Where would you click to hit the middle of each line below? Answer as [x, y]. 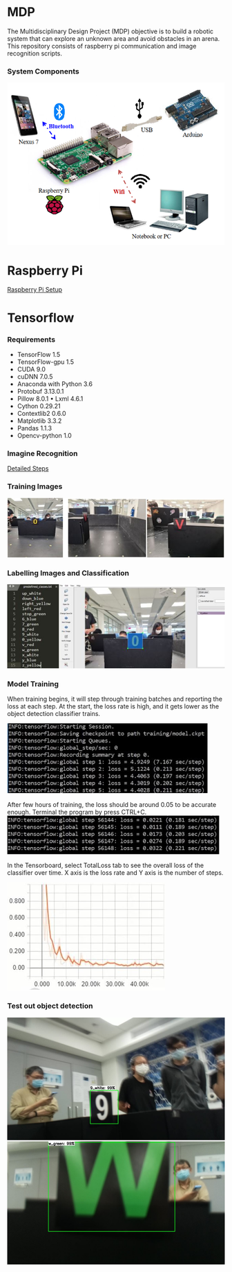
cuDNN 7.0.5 [35, 376]
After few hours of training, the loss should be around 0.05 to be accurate [112, 805]
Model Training [33, 683]
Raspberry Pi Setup [35, 290]
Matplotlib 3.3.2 [39, 421]
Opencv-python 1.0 [45, 435]
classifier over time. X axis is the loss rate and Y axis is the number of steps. [115, 873]
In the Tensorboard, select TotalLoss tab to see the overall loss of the [106, 865]
